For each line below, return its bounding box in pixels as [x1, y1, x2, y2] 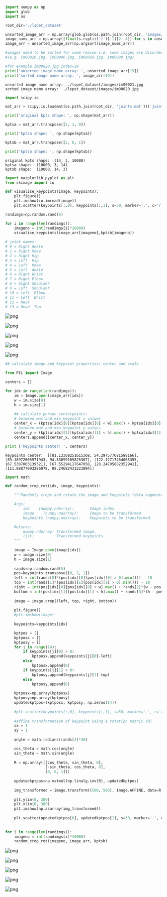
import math [5, 475, 30, 480]
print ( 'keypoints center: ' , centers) [5, 444, 88, 449]
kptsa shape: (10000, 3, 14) [5, 162, 68, 167]
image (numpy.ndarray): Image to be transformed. [23, 511, 143, 515]
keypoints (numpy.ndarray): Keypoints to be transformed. [23, 515, 153, 520]
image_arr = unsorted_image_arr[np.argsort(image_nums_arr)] [5, 41, 135, 46]
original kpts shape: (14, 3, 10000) [5, 158, 85, 163]
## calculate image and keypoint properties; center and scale [5, 362, 139, 367]
